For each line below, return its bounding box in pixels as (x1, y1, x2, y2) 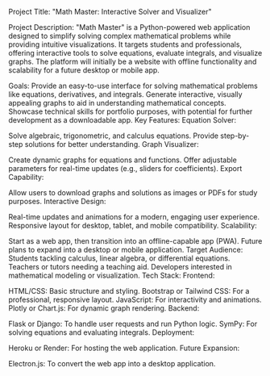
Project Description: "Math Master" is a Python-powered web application (8, 23, 251, 31)
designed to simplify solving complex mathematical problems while (8, 31, 231, 40)
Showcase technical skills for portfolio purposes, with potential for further (8, 107, 253, 116)
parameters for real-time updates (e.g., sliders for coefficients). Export (8, 164, 243, 173)
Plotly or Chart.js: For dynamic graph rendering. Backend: (8, 303, 200, 313)
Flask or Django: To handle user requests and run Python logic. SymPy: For (8, 319, 258, 328)
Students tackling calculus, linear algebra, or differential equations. (8, 253, 231, 263)
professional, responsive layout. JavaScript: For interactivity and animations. (8, 295, 262, 304)
